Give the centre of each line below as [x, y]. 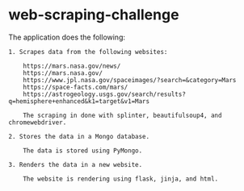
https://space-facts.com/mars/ [76, 87]
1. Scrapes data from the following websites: [88, 52]
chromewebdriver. [38, 122]
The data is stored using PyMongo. [83, 151]
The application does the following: [67, 37]
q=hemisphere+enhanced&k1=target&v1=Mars [79, 101]
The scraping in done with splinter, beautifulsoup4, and [122, 115]
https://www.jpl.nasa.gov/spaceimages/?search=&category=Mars [130, 80]
